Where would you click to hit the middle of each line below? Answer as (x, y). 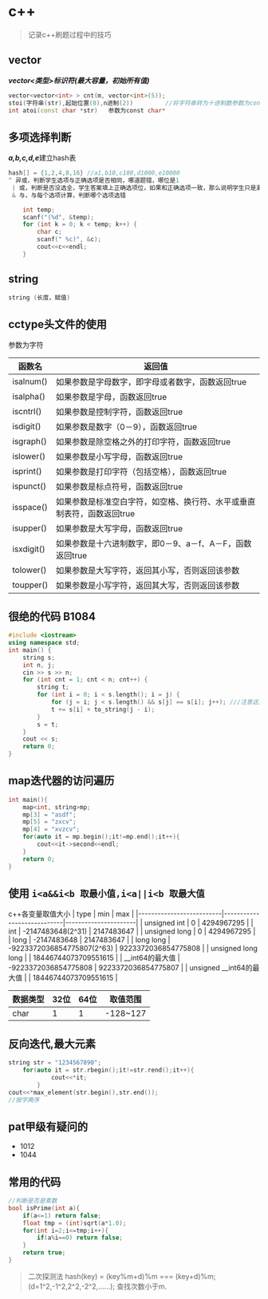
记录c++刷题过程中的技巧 (69, 34)
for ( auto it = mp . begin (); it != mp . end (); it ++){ (101, 837)
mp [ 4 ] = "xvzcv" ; (51, 829)
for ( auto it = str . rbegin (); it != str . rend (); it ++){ (108, 1070)
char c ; (49, 232)
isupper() (30, 528)
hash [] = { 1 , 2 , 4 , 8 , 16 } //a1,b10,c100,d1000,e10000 (94, 173)
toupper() (30, 585)
